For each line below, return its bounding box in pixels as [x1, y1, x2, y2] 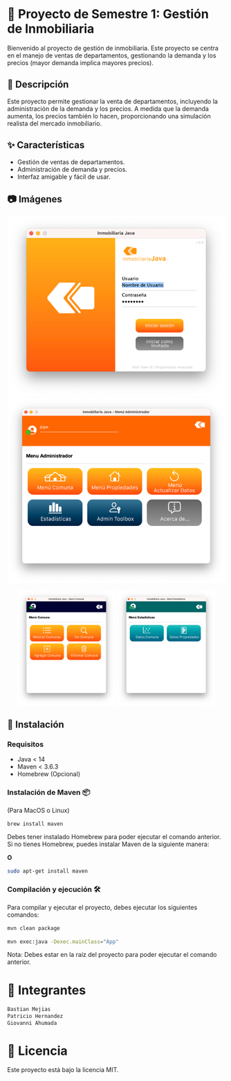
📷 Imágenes [7, 193, 62, 205]
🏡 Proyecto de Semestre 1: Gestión [7, 6, 209, 22]
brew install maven [7, 820, 64, 827]
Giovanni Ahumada [7, 1020, 57, 1027]
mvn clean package [7, 924, 60, 931]
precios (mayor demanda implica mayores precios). [7, 58, 154, 67]
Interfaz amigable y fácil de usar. [17, 173, 111, 181]
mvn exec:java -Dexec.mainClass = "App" [7, 938, 119, 945]
